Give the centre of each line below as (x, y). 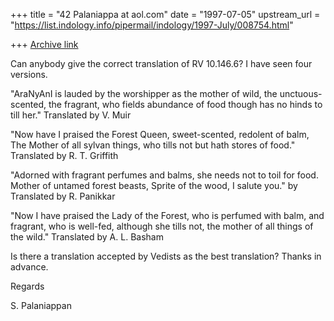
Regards (27, 286)
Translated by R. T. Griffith (64, 155)
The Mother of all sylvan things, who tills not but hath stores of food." (153, 145)
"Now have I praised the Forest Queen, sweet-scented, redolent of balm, (160, 134)
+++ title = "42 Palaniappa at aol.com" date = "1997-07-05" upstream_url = (165, 14)
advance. (29, 267)
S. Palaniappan (41, 305)
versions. (29, 74)
